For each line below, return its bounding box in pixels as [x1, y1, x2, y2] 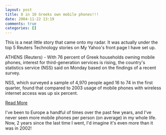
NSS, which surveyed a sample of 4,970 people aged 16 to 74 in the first [5, 80, 153, 86]
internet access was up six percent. [5, 90, 79, 96]
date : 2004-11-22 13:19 [5, 16, 55, 21]
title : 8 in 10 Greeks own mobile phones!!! [5, 12, 99, 17]
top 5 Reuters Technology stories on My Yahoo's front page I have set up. [5, 45, 156, 51]
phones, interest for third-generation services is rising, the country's [5, 60, 146, 66]
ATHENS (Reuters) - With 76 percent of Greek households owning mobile [5, 54, 155, 60]
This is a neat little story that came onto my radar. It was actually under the [5, 39, 158, 45]
